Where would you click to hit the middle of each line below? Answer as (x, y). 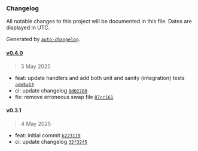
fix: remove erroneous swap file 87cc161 (64, 97)
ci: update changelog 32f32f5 (51, 141)
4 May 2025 (36, 124)
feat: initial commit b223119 (48, 135)
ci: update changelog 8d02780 (51, 90)
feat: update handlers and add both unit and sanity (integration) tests (100, 78)
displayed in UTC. (28, 27)
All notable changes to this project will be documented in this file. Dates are (99, 21)
